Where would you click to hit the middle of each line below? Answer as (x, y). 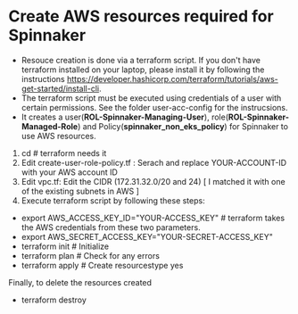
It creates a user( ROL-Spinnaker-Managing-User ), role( (125, 117)
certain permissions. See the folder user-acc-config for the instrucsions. (154, 107)
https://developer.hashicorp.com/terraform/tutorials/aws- (172, 78)
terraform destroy (54, 300)
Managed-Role (50, 126)
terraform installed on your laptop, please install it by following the (143, 70)
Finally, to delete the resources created (80, 282)
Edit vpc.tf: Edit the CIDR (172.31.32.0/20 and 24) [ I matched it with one (153, 181)
